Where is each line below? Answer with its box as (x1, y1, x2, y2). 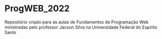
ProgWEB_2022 (4, 3, 70, 14)
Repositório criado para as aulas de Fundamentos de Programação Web (4, 19, 149, 25)
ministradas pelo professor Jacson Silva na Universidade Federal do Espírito (4, 24, 158, 30)
